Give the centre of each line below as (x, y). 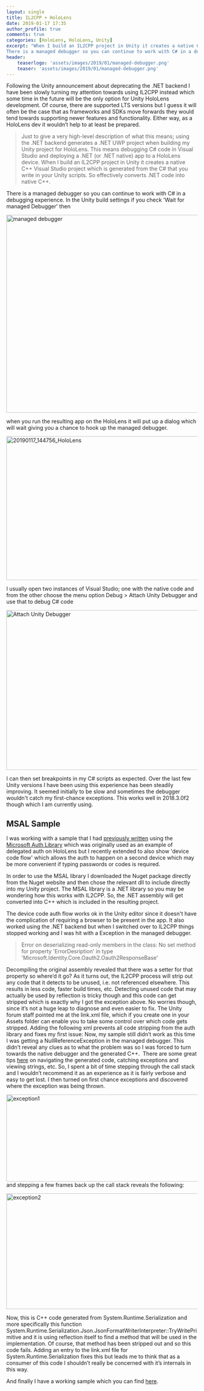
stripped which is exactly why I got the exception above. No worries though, (101, 1002)
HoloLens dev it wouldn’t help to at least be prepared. (73, 125)
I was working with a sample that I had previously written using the (90, 838)
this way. (17, 1370)
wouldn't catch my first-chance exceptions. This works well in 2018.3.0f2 (98, 798)
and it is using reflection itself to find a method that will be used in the (110, 1337)
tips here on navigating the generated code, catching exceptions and (93, 1060)
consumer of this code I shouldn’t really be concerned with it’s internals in (99, 1363)
